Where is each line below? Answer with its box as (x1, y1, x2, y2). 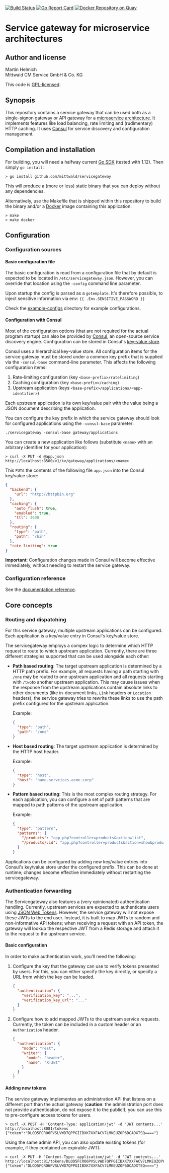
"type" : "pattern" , (17, 826, 58, 831)
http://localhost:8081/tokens (5, 1126, 69, 1131)
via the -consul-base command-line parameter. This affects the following (5, 359, 156, 365)
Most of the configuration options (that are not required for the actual (5, 328, 149, 334)
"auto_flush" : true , (14, 506, 57, 511)
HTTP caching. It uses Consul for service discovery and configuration (5, 125, 150, 131)
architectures (5, 33, 63, 45)
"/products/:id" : (22, 840, 58, 845)
